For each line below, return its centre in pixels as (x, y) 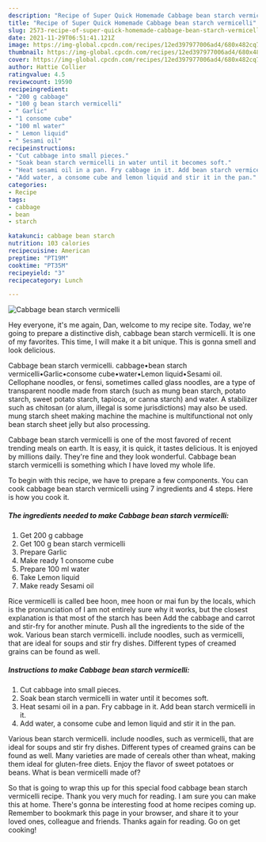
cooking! (23, 830)
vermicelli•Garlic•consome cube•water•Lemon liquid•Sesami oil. (115, 374)
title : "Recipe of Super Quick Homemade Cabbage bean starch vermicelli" (133, 23)
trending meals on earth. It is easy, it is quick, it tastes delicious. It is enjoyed (133, 448)
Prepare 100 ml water (54, 569)
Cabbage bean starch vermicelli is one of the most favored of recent (120, 440)
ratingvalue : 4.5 (37, 74)
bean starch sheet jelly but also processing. (79, 425)
